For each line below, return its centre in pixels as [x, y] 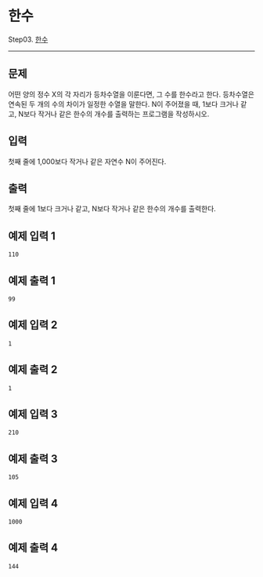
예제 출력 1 [32, 281]
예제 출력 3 [33, 459]
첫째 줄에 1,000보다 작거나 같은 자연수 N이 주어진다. [87, 161]
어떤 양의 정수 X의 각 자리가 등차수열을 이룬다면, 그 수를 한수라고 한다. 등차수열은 [131, 94]
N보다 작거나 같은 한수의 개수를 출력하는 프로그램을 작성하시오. [114, 114]
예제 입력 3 [33, 414]
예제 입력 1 [32, 236]
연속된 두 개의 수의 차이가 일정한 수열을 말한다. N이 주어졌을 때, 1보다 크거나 [123, 104]
